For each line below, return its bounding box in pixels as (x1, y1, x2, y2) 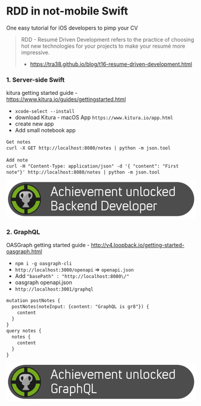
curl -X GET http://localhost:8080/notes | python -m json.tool (6, 145, 171, 152)
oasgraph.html (6, 248, 42, 255)
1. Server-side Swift (6, 76, 65, 84)
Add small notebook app (14, 127, 76, 134)
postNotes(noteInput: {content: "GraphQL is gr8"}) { (11, 304, 149, 310)
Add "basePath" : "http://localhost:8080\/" (14, 272, 129, 280)
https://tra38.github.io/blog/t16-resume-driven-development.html (29, 60, 193, 68)
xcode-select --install (14, 109, 75, 115)
